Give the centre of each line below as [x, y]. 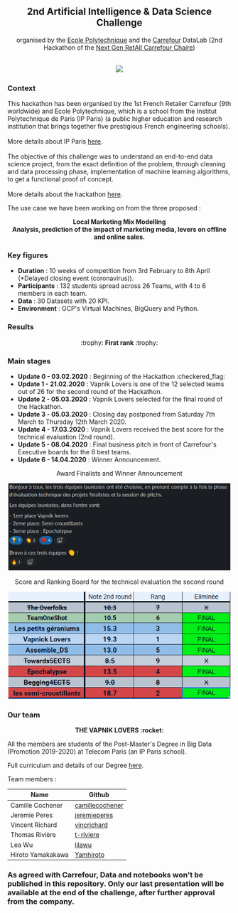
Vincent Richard [34, 825]
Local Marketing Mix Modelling [119, 222]
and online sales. [119, 237]
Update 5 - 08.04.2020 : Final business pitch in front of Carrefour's [117, 444]
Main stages [29, 361]
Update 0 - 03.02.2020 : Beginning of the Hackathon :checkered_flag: [121, 377]
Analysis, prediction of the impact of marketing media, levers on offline [119, 230]
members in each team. [52, 294]
